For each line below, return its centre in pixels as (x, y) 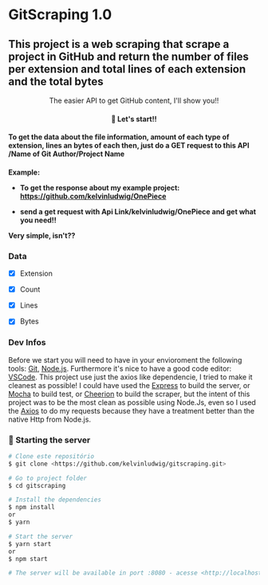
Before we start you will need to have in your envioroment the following (125, 359)
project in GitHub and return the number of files (129, 56)
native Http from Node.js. (50, 419)
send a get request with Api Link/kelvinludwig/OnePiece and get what (138, 211)
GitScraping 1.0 (60, 15)
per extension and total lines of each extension (127, 69)
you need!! (38, 220)
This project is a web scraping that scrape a (119, 44)
